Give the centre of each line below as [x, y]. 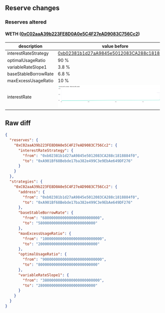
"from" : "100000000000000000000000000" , [65, 239]
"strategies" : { [26, 182]
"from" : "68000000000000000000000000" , [64, 218]
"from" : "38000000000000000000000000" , [64, 280]
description [30, 46]
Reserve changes [32, 8]
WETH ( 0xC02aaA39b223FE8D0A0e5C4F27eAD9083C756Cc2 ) [72, 33]
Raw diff [18, 123]
